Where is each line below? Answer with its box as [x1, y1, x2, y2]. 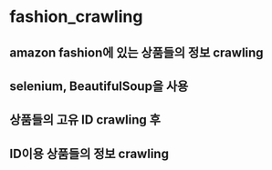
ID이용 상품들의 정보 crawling [9, 145, 169, 161]
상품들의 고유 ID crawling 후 [9, 112, 162, 128]
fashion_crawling [9, 6, 143, 27]
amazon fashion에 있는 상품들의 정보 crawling [9, 45, 264, 60]
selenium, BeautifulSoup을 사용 [9, 78, 189, 94]
